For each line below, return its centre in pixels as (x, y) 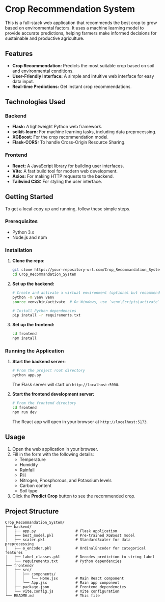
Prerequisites (21, 221)
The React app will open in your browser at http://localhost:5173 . (80, 422)
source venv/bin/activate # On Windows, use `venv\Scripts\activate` (86, 302)
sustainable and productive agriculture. (45, 38)
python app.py (27, 375)
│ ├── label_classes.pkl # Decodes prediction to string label (80, 557)
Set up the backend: (33, 284)
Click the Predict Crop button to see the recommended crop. (74, 496)
